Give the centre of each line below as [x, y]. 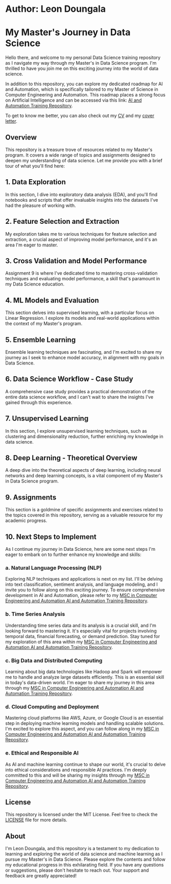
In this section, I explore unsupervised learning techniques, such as [76, 431]
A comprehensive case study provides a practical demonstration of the [80, 391]
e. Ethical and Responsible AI [42, 753]
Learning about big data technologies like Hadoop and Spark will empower [84, 671]
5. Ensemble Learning [41, 340]
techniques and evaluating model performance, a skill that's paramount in [83, 279]
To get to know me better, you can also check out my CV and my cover [80, 116]
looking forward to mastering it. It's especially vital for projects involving [81, 631]
